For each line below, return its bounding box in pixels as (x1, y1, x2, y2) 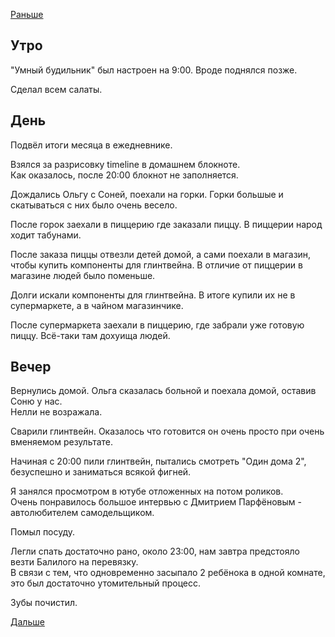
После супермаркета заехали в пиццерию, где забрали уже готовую (10, 319, 305, 331)
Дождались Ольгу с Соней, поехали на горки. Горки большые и (10, 188, 284, 200)
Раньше (10, 9, 44, 20)
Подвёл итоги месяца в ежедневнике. (10, 139, 173, 151)
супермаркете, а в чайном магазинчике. (10, 299, 184, 311)
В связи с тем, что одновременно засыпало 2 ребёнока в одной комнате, (10, 567, 326, 579)
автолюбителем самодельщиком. (10, 507, 155, 519)
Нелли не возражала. (10, 406, 103, 418)
